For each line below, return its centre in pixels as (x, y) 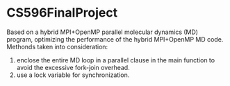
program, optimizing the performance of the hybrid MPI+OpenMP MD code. (115, 39)
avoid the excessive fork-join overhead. (73, 67)
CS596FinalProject (62, 13)
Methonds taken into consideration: (57, 46)
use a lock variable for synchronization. (73, 75)
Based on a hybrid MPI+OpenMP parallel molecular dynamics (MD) (102, 32)
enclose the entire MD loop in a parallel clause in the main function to (116, 60)
